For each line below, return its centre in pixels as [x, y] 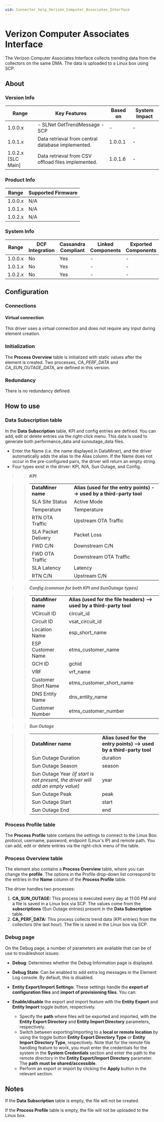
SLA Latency [46, 568]
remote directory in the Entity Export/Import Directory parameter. [86, 1058]
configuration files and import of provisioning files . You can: [74, 992]
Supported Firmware [53, 193]
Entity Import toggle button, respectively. [54, 1007]
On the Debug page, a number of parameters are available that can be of [78, 948]
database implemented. [64, 145]
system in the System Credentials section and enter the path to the [87, 1053]
